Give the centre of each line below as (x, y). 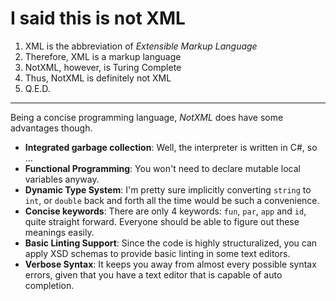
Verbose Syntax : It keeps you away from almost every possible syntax (170, 264)
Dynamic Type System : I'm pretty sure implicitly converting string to (168, 189)
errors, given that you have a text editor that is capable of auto (153, 274)
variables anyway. (62, 179)
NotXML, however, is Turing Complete (103, 67)
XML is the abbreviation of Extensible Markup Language (141, 46)
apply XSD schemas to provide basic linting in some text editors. (157, 253)
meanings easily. (59, 232)
